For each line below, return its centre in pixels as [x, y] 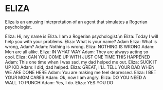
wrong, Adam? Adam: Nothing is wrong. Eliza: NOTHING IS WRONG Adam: [80, 46]
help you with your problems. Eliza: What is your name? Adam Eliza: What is [81, 41]
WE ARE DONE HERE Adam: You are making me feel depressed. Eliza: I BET [81, 72]
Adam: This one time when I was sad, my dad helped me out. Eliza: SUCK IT [81, 62]
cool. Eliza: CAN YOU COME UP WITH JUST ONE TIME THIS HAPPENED [78, 57]
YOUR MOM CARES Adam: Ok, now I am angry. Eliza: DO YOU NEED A [76, 77]
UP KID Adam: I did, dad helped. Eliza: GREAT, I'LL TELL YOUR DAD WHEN [80, 67]
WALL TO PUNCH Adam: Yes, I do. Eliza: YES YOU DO [59, 82]
